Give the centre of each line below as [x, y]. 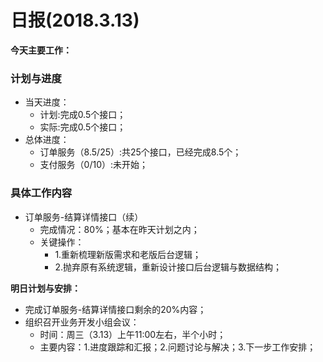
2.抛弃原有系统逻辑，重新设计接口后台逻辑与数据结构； [168, 267]
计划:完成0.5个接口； [83, 115]
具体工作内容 [41, 193]
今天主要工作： [41, 50]
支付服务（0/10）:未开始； [94, 165]
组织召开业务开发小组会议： [82, 322]
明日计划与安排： [45, 288]
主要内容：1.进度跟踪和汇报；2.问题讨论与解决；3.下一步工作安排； [178, 347]
